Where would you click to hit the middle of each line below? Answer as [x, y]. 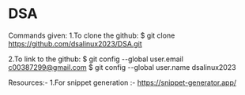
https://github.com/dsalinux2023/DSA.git [75, 43]
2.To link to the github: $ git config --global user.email [96, 59]
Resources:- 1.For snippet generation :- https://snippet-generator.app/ [122, 82]
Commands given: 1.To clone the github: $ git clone [92, 35]
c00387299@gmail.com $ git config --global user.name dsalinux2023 [122, 67]
